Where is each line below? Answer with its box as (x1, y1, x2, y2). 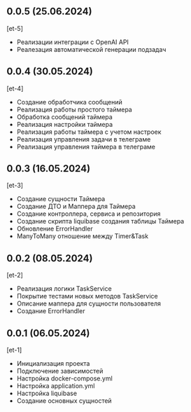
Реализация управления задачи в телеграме (16, 135, 151, 143)
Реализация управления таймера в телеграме (16, 142, 155, 151)
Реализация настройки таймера (16, 120, 113, 128)
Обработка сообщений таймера (16, 112, 113, 121)
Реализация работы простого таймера (16, 105, 132, 114)
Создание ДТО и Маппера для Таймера (16, 202, 136, 211)
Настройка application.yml (16, 382, 95, 390)
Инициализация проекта (16, 359, 90, 368)
